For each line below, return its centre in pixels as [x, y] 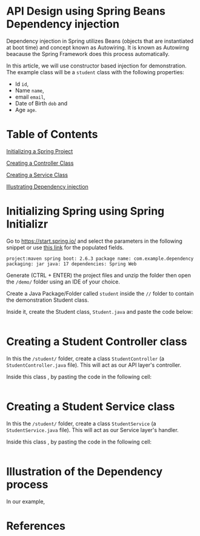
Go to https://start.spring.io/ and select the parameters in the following [95, 241]
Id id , [22, 84]
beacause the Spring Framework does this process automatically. [88, 54]
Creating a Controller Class [40, 163]
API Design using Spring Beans [86, 11]
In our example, [26, 501]
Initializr [27, 224]
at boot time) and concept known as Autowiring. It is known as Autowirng [98, 47]
